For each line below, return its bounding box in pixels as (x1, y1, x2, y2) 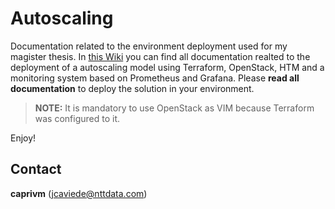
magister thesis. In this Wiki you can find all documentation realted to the (10, 50, 311, 62)
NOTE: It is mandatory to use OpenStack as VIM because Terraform (34, 102, 315, 114)
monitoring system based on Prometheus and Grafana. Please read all (10, 72, 300, 84)
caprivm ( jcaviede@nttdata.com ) (10, 187, 148, 199)
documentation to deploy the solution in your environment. (10, 82, 255, 94)
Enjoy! (10, 132, 37, 144)
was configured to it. (34, 112, 121, 124)
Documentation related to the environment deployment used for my (10, 40, 288, 52)
